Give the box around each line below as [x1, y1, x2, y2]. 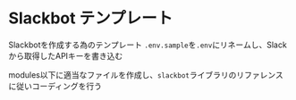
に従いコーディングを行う [8, 80, 103, 91]
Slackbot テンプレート [8, 8, 173, 29]
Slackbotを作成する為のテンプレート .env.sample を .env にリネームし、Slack [8, 39, 287, 50]
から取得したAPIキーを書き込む [8, 50, 123, 61]
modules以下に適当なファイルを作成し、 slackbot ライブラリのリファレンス [8, 69, 283, 80]
